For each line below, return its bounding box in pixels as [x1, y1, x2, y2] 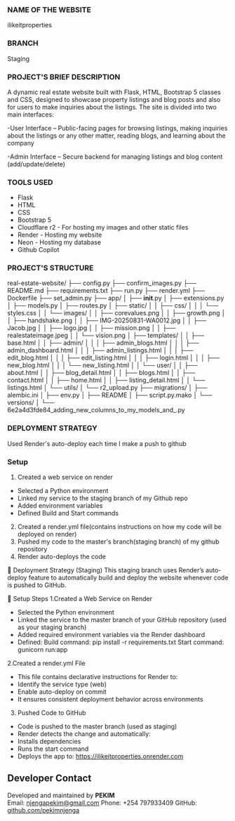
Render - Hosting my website [17, 230, 102, 239]
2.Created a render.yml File [7, 659, 86, 668]
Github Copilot [17, 246, 60, 254]
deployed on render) [17, 530, 77, 539]
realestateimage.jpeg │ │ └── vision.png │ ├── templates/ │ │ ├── [7, 331, 205, 340]
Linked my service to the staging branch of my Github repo [17, 494, 188, 503]
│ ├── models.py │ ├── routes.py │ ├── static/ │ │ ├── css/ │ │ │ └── [7, 301, 219, 310]
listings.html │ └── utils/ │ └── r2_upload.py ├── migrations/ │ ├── [7, 383, 208, 392]
